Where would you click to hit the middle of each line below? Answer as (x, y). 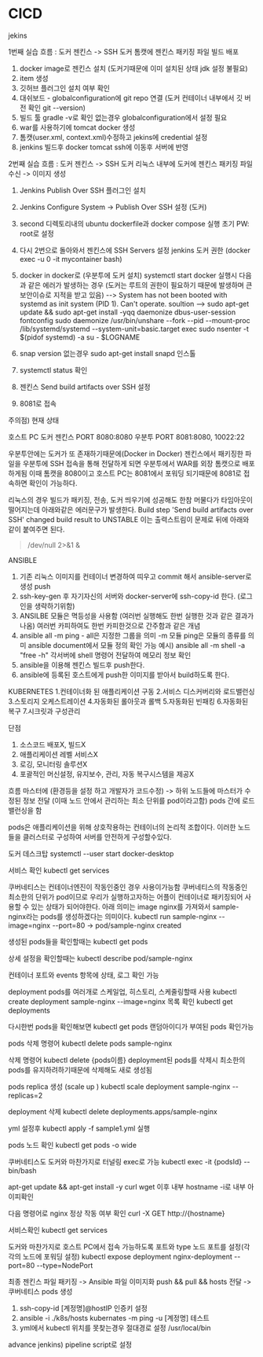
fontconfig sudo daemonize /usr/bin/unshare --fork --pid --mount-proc (135, 320)
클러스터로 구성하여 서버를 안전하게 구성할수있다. (97, 837)
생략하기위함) (55, 605)
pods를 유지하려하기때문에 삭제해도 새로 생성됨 (80, 1069)
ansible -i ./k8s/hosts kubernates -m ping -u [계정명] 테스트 (114, 1318)
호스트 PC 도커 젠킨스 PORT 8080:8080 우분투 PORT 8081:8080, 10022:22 (126, 436)
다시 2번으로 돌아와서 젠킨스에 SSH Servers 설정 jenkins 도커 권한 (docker (135, 250)
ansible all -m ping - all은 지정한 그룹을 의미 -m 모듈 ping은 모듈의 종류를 (133, 635)
